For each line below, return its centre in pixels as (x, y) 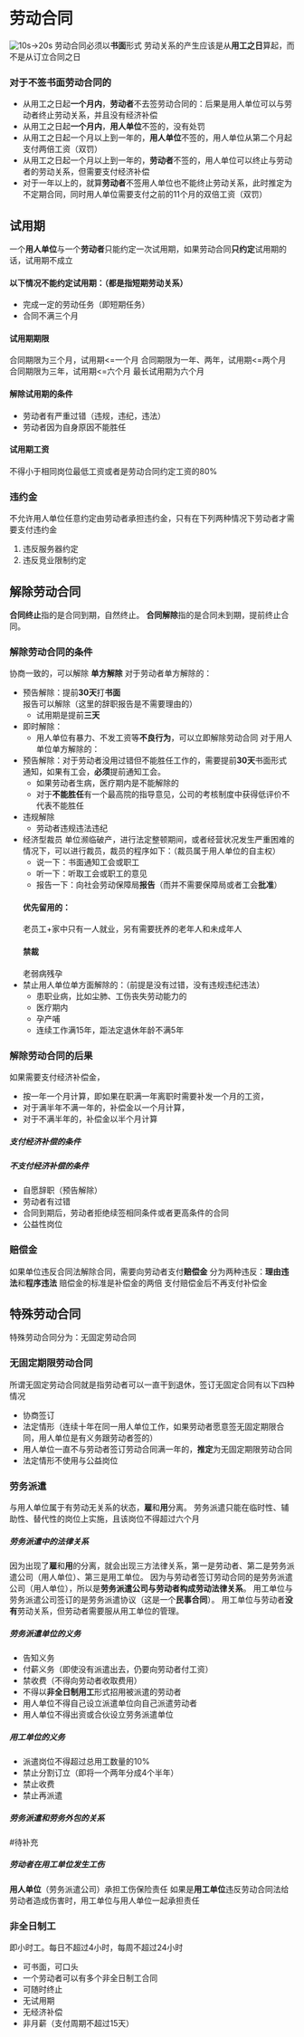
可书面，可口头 (50, 1967)
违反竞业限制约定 (54, 560)
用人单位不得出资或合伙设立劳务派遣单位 (98, 1714)
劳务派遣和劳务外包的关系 (57, 1818)
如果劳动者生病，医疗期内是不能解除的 (107, 783)
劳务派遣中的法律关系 (49, 1541)
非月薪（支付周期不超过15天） (78, 2023)
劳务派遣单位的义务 (45, 1633)
